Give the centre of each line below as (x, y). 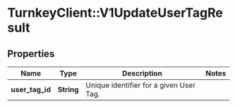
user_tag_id (31, 89)
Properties (31, 54)
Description (142, 73)
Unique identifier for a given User (141, 85)
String (68, 89)
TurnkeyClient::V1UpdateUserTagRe (115, 13)
